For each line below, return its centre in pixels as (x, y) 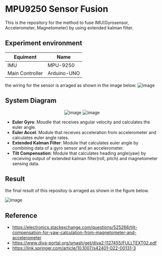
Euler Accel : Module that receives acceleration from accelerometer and (84, 132)
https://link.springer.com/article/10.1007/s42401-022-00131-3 (74, 248)
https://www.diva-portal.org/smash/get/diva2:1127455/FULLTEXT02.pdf (84, 243)
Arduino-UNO (64, 73)
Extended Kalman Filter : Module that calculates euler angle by (75, 142)
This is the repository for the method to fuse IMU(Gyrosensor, (67, 23)
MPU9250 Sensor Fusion (57, 9)
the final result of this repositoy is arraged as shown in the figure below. (77, 191)
